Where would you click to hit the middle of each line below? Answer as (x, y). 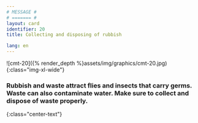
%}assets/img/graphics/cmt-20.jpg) (122, 63)
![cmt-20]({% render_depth (41, 63)
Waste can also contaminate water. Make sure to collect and (98, 93)
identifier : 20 (26, 29)
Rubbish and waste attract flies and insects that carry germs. (99, 85)
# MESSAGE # (21, 12)
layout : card (23, 23)
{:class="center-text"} (34, 114)
